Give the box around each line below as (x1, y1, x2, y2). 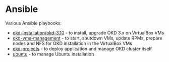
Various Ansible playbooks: (5, 20, 62, 26)
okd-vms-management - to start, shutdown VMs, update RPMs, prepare (12, 35, 162, 41)
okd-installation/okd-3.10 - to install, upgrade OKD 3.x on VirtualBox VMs (12, 29, 164, 35)
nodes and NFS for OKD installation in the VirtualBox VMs (12, 40, 132, 46)
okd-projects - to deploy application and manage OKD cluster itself (12, 45, 152, 51)
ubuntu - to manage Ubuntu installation (12, 51, 94, 57)
